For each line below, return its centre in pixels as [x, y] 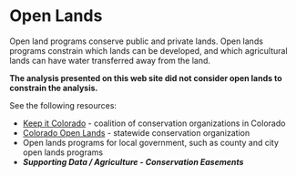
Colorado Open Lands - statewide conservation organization [136, 132]
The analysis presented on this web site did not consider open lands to [146, 78]
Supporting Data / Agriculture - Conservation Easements [133, 161]
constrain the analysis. [54, 88]
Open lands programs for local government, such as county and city [151, 142]
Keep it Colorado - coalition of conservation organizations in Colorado [154, 123]
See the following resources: [63, 105]
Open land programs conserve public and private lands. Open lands [137, 41]
